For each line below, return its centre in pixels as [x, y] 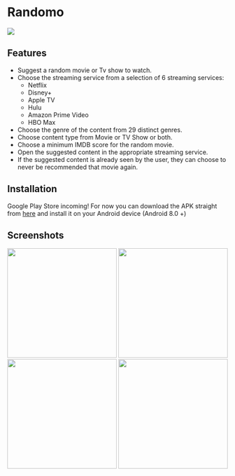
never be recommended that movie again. [78, 167]
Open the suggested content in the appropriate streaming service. [113, 152]
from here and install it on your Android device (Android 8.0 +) [97, 213]
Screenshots [36, 235]
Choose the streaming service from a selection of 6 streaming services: [121, 77]
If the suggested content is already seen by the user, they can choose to [122, 159]
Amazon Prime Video [58, 115]
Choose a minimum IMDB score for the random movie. [95, 144]
